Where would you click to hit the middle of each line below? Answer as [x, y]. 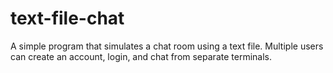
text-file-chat [67, 18]
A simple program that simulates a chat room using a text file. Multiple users [167, 46]
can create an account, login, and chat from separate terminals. [141, 56]
